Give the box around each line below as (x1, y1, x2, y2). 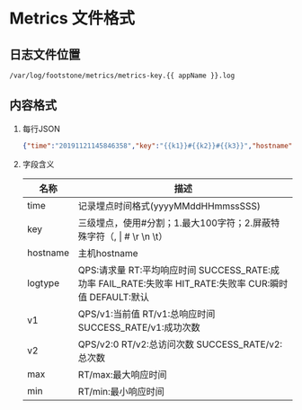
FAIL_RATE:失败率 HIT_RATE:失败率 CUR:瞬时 (98, 277, 289, 290)
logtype (26, 276, 60, 289)
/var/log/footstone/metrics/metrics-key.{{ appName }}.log (9, 71, 235, 80)
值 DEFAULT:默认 (77, 290, 150, 303)
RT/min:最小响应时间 (77, 385, 164, 397)
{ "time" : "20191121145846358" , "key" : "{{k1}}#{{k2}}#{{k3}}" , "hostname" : (22, 141, 297, 150)
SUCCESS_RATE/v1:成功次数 (77, 321, 200, 334)
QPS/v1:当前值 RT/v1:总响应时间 (77, 307, 216, 320)
